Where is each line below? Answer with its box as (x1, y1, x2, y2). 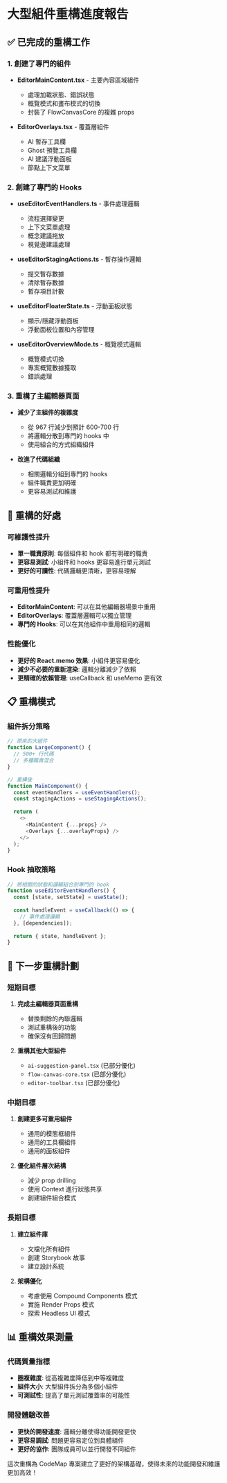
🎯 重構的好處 (7, 510, 61, 521)
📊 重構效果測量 (7, 1331, 74, 1343)
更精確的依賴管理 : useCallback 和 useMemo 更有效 (17, 673, 163, 682)
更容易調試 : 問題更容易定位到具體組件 (17, 1436, 125, 1444)
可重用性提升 (7, 586, 51, 596)
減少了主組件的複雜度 (17, 408, 78, 417)
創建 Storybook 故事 (27, 1253, 85, 1262)
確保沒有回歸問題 (27, 1032, 77, 1040)
